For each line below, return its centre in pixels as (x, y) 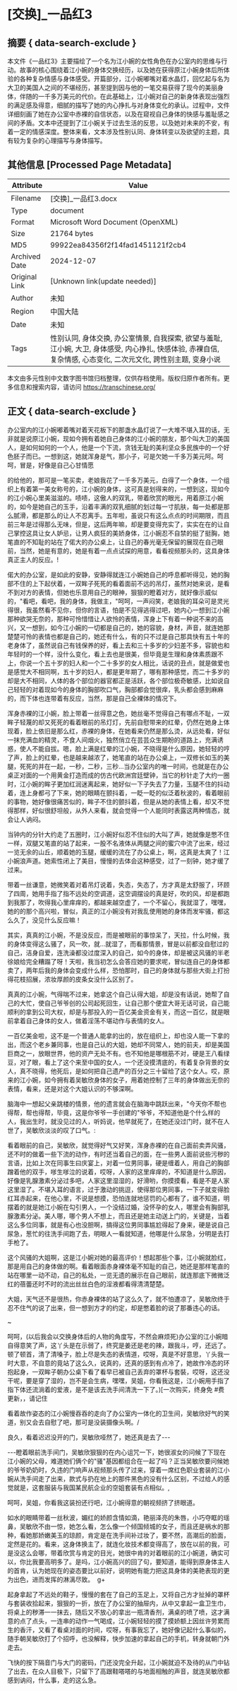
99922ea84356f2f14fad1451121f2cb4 (119, 244)
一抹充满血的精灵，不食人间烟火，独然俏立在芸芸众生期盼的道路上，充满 (112, 740)
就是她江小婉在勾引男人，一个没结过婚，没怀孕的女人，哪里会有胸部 (124, 1207)
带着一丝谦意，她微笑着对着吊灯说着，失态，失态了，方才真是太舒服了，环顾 (119, 885)
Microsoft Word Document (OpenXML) (114, 222)
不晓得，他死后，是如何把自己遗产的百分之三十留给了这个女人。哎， (124, 1071)
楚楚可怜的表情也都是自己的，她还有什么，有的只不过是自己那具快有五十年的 (119, 636)
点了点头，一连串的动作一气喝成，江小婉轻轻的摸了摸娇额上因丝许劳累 (121, 1621)
